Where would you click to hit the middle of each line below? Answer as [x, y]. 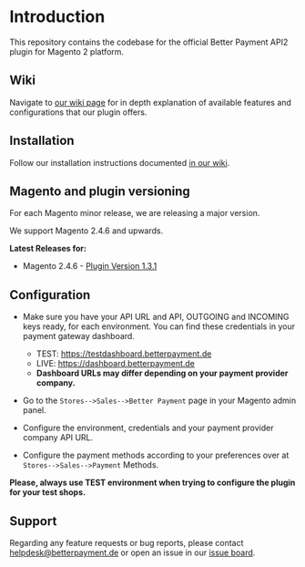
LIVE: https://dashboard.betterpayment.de [116, 364]
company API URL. [58, 438]
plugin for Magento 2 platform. [67, 51]
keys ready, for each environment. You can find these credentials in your [159, 326]
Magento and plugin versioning [100, 191]
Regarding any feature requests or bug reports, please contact [127, 543]
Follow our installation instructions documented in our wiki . [120, 162]
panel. [35, 410]
